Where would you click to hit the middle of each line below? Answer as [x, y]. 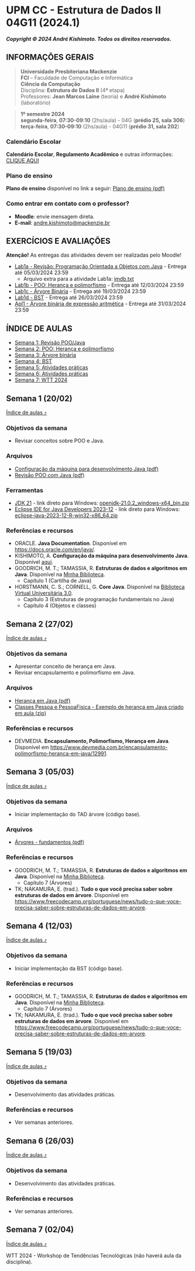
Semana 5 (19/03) [39, 1052]
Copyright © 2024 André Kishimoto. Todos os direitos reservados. [89, 39]
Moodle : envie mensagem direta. [54, 216]
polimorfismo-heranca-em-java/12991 [60, 753]
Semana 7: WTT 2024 [41, 380]
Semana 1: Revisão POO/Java [50, 343]
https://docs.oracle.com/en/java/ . [55, 550]
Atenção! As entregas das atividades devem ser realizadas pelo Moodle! [94, 255]
